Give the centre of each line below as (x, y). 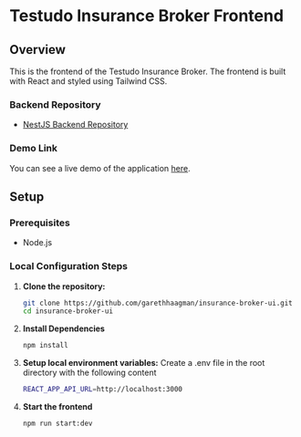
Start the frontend (57, 407)
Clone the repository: (64, 286)
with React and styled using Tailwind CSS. (88, 81)
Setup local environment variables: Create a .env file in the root (144, 363)
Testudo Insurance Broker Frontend (147, 16)
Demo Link (33, 149)
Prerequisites (40, 223)
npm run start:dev (57, 424)
